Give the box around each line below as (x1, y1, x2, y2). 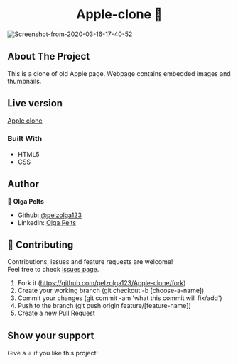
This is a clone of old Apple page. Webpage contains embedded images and (7, 69, 231, 77)
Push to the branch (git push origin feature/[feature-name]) (17, 302, 192, 310)
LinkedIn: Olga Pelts (17, 218, 77, 226)
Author (7, 178, 39, 190)
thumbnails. (7, 77, 42, 85)
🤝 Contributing (7, 239, 74, 251)
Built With (7, 134, 43, 144)
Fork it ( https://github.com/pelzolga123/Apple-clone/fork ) (17, 279, 186, 287)
